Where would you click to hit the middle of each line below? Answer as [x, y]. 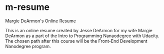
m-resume [27, 7]
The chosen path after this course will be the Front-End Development [76, 41]
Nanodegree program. [28, 46]
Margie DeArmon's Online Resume [41, 21]
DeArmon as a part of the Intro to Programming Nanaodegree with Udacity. [82, 36]
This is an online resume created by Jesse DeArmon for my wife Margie [79, 30]
